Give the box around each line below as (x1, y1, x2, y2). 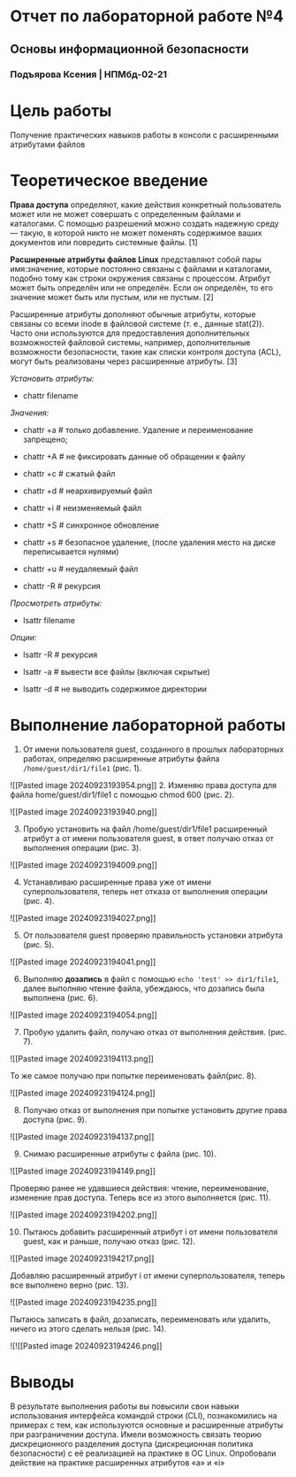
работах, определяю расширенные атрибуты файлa (22, 754, 220, 764)
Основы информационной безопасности (10, 42, 249, 57)
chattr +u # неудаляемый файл (22, 564, 139, 575)
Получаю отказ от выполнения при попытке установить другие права (22, 1105, 288, 1116)
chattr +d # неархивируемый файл (22, 485, 153, 497)
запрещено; (22, 434, 69, 445)
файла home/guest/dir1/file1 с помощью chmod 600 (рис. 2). (10, 790, 235, 800)
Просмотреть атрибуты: (10, 598, 102, 608)
